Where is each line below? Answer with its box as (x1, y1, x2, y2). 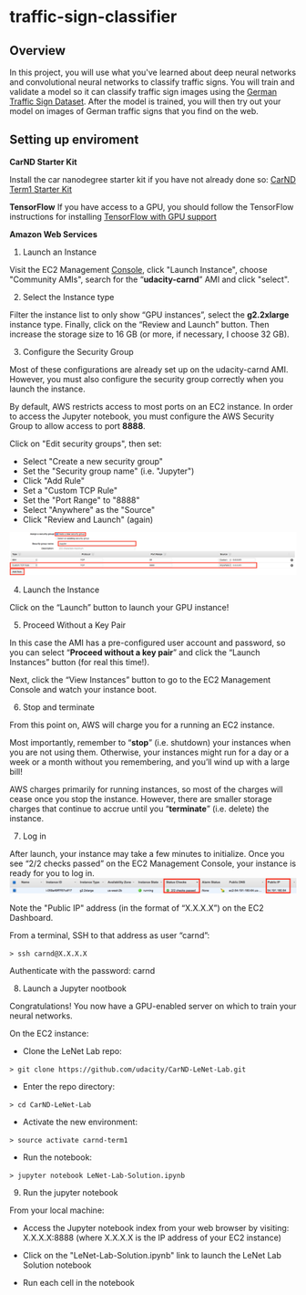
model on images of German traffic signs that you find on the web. (9, 106, 260, 116)
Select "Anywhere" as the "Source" (22, 504, 156, 515)
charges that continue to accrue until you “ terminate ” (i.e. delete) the (9, 803, 270, 814)
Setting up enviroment (9, 132, 139, 148)
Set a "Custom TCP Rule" (22, 485, 118, 496)
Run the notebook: (22, 1152, 93, 1163)
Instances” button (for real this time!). (9, 657, 150, 668)
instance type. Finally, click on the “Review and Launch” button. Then (9, 319, 270, 329)
